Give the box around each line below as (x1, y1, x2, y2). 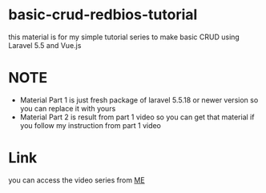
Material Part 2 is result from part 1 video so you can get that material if (19, 112, 255, 122)
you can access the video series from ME (8, 175, 146, 185)
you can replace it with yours (19, 103, 116, 113)
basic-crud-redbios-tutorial (8, 6, 198, 24)
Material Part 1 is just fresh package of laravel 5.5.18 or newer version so (19, 94, 259, 105)
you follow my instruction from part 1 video (19, 120, 162, 130)
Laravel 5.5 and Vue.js (8, 40, 82, 50)
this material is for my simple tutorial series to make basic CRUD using (8, 32, 240, 42)
